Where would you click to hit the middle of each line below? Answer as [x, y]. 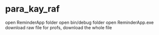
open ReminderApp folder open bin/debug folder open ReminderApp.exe [79, 22]
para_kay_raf [33, 9]
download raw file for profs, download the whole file [59, 27]
